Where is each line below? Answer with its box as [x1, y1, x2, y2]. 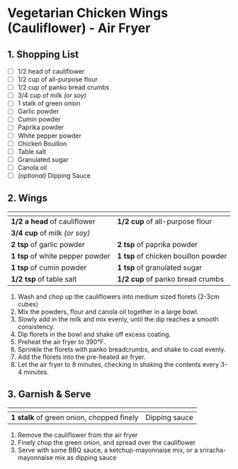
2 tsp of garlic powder [11, 239, 85, 249]
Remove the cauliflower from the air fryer [17, 431, 138, 439]
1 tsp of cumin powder [11, 263, 87, 272]
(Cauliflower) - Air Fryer [7, 20, 151, 36]
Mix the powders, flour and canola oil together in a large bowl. [17, 307, 199, 316]
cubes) [17, 299, 39, 308]
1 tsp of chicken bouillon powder [117, 250, 227, 260]
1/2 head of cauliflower [17, 67, 85, 75]
